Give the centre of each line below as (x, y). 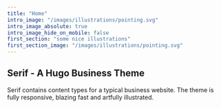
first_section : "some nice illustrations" (69, 39)
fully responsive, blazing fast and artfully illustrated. (81, 97)
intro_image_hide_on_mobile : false (58, 33)
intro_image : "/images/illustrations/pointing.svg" (83, 20)
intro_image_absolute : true (48, 26)
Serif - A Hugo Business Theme (76, 73)
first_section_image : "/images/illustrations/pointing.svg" (95, 45)
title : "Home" (28, 13)
